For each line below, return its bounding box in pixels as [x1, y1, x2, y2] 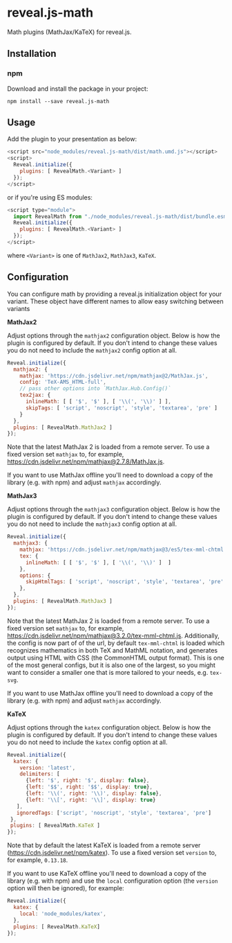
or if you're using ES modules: [7, 193, 93, 202]
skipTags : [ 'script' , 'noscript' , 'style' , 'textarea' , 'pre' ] [25, 404, 217, 412]
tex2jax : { [19, 391, 51, 399]
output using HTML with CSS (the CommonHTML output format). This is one [7, 653, 224, 662]
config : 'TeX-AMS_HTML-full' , [19, 379, 107, 386]
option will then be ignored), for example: [7, 884, 124, 892]
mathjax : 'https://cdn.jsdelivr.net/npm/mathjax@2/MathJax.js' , [19, 372, 209, 379]
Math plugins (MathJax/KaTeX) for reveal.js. [7, 28, 133, 36]
